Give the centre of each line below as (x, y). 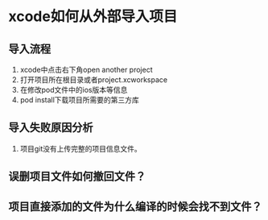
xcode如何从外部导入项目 (93, 17)
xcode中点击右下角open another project (86, 70)
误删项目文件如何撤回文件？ (77, 177)
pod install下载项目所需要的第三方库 (79, 100)
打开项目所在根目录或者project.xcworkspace (93, 80)
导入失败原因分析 (51, 128)
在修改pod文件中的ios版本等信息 (74, 90)
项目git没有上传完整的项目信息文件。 (81, 148)
